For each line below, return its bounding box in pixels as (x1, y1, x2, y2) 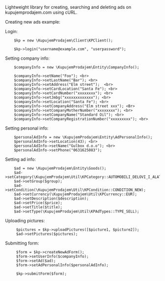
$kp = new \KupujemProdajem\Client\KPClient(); (14, 38, 113, 43)
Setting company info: (5, 55, 50, 61)
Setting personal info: (5, 125, 49, 131)
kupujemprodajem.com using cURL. (5, 9, 78, 15)
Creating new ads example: (5, 19, 60, 25)
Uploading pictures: (5, 218, 45, 223)
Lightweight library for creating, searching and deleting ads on (5, 4, 132, 10)
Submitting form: (5, 240, 39, 246)
